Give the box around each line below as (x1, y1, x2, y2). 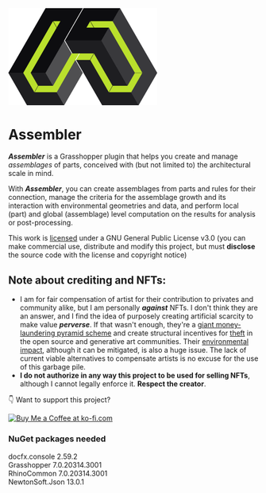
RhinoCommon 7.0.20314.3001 (8, 468, 108, 478)
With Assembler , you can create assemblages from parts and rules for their (8, 184, 256, 194)
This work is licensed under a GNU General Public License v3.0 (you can (8, 233, 246, 243)
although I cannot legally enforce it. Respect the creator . (19, 379, 206, 389)
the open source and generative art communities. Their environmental (19, 337, 249, 346)
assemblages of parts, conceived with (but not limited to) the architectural (8, 160, 252, 170)
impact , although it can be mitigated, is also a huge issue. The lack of (19, 346, 247, 355)
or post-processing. (8, 218, 73, 228)
